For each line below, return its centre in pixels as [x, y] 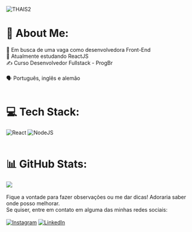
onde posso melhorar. [33, 203]
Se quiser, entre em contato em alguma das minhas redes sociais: [87, 209]
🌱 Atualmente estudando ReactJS [47, 56]
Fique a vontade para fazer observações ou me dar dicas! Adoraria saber [96, 197]
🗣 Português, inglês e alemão [43, 78]
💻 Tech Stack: [43, 112]
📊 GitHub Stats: [47, 164]
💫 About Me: [38, 33]
